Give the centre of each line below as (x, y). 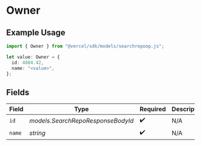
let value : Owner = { (33, 57)
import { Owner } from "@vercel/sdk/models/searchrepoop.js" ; (85, 46)
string (37, 133)
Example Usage (36, 33)
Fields (18, 92)
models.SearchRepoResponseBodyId (81, 120)
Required (153, 109)
